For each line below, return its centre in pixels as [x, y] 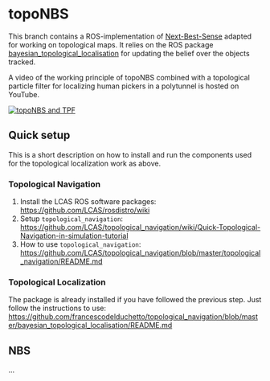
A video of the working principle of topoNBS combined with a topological [129, 77]
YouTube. [24, 94]
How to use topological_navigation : [80, 244]
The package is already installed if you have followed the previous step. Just [135, 300]
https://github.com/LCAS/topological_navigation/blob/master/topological [140, 253]
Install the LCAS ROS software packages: [88, 202]
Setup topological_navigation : [71, 219]
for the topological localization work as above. [85, 163]
